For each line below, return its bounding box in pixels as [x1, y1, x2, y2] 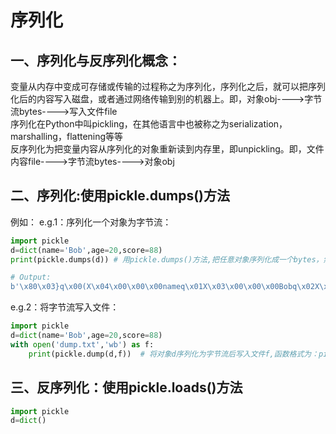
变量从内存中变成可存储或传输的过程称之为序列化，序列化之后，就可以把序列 [10, 81, 326, 92]
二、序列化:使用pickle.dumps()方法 [10, 187, 231, 205]
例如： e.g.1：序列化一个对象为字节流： [10, 216, 172, 228]
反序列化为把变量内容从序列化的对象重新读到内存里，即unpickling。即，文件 [10, 143, 325, 155]
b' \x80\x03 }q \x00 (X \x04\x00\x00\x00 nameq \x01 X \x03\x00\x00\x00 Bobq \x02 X [10, 282, 320, 292]
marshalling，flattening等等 [10, 131, 124, 142]
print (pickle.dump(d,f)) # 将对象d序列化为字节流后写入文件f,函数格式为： [28, 349, 320, 359]
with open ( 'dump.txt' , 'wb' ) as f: [10, 339, 155, 350]
